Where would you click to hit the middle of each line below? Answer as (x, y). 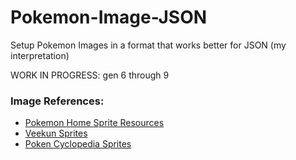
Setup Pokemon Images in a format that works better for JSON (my (148, 45)
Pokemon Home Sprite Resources (94, 123)
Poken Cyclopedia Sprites (78, 144)
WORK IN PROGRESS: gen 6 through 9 (90, 75)
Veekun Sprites (56, 133)
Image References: (57, 101)
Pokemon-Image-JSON (109, 17)
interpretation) (40, 55)
